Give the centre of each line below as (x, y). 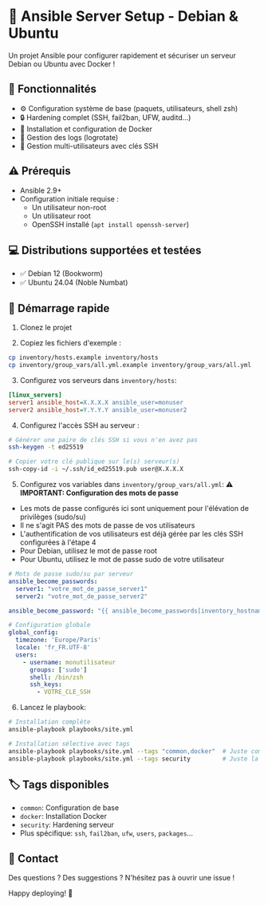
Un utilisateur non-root (69, 207)
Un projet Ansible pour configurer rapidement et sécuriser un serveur (122, 55)
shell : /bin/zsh (56, 677)
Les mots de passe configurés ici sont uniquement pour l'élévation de (134, 509)
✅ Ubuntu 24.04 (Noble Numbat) (74, 282)
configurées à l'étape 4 (58, 542)
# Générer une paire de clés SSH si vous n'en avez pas (103, 440)
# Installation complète (49, 722)
